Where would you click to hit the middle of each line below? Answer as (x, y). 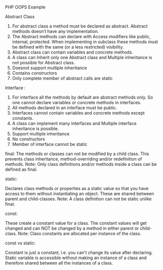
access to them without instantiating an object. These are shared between (80, 194)
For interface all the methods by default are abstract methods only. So (82, 97)
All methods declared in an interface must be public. (65, 108)
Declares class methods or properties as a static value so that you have (77, 188)
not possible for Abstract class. (43, 63)
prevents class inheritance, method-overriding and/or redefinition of (74, 159)
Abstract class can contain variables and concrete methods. (72, 52)
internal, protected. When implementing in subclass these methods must (85, 42)
